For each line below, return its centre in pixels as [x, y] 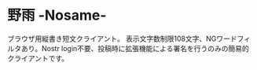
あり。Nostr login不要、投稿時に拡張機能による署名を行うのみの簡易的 [135, 48]
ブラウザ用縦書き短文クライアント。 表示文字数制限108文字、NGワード [122, 39]
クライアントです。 [38, 58]
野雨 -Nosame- [57, 15]
